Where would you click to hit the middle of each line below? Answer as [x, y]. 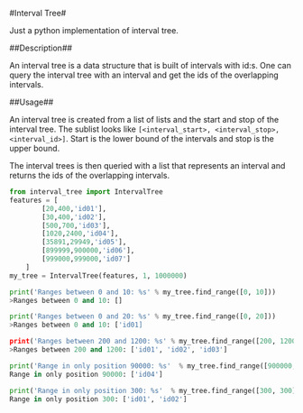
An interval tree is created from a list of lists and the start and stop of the [144, 119]
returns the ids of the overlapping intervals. [90, 175]
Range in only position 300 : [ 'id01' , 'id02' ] [98, 399]
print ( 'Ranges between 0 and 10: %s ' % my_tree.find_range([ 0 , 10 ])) [143, 292]
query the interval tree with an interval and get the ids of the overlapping [144, 75]
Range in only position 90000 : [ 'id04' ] [87, 374]
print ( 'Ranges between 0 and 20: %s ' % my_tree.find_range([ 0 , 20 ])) [143, 317]
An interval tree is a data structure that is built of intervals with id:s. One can [150, 65]
